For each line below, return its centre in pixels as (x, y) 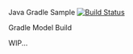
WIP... (18, 43)
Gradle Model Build (40, 27)
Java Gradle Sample (42, 12)
